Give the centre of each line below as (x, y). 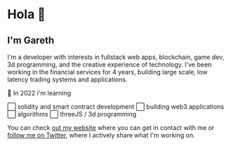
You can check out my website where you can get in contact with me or (111, 128)
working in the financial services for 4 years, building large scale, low (107, 72)
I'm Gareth (31, 40)
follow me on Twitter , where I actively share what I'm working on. (101, 135)
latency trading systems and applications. (67, 79)
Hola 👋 (26, 14)
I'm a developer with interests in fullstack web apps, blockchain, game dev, (116, 57)
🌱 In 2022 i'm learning (39, 93)
